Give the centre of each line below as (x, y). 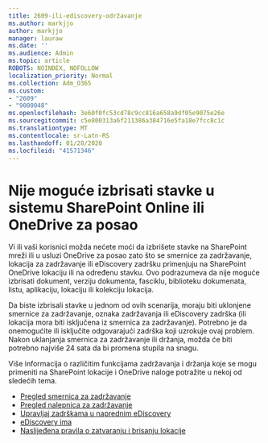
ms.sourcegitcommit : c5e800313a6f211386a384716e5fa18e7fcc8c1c (117, 121)
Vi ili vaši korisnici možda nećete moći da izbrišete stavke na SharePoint (128, 247)
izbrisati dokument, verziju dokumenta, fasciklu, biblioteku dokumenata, (128, 281)
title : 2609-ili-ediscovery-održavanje (75, 16)
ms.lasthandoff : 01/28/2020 (56, 143)
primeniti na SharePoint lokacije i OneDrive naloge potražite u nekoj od (126, 372)
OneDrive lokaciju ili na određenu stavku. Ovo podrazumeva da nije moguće (134, 273)
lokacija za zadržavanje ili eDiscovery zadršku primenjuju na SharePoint (127, 264)
